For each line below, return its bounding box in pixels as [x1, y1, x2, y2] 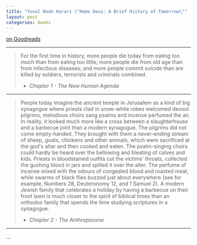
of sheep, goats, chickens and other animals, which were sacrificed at [20, 137, 190, 144]
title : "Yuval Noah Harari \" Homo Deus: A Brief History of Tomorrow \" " [6, 8, 188, 15]
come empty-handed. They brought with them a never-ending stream [20, 130, 189, 138]
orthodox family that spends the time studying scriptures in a [20, 199, 168, 206]
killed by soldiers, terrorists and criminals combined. [20, 71, 147, 78]
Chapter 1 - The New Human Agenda [29, 83, 119, 90]
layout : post [6, 14, 38, 20]
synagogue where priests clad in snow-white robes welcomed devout [20, 106, 189, 113]
